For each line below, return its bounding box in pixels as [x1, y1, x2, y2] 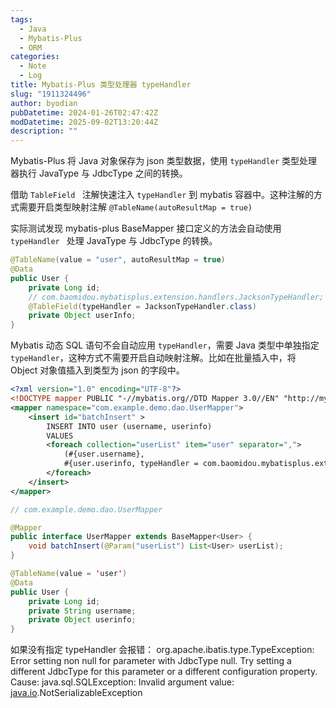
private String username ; [28, 606, 137, 616]
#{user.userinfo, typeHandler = [63, 459, 199, 469]
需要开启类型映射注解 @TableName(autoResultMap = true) [18, 201, 253, 213]
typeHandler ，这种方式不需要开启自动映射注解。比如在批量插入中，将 [10, 352, 297, 364]
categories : [10, 52, 60, 62]
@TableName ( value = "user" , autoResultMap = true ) [10, 255, 226, 265]
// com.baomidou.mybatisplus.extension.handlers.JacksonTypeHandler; [28, 292, 325, 302]
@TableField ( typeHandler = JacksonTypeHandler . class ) [28, 301, 257, 311]
